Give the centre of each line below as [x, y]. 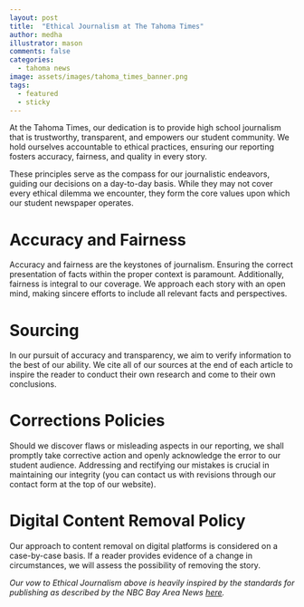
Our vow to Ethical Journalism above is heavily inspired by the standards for [152, 583]
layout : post [34, 18]
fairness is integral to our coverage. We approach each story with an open [148, 284]
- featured [38, 93]
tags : [19, 85]
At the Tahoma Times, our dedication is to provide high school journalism [146, 128]
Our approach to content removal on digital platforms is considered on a [144, 546]
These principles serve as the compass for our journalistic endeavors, [139, 174]
